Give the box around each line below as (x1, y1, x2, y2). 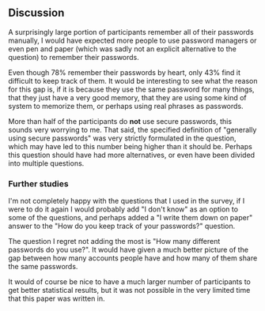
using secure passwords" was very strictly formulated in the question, (8, 133, 237, 143)
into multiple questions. (8, 158, 85, 168)
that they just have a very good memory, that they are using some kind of (8, 92, 247, 102)
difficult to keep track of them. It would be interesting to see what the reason (8, 76, 258, 85)
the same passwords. (8, 262, 78, 272)
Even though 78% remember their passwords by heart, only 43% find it (8, 67, 241, 77)
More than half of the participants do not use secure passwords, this (8, 116, 232, 126)
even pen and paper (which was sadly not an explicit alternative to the (8, 43, 237, 54)
